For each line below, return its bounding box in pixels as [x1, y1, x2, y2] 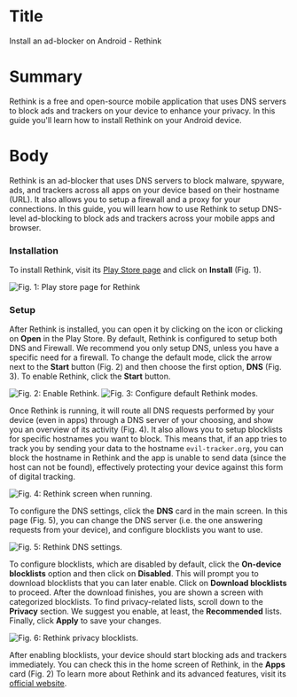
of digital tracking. [9, 472, 75, 482]
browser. [9, 222, 42, 232]
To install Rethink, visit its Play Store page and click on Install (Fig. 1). [9, 264, 262, 276]
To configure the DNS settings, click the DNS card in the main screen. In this [9, 505, 288, 516]
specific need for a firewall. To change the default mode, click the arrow [9, 352, 272, 363]
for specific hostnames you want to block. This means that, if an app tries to [9, 434, 287, 444]
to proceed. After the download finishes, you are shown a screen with [9, 587, 264, 598]
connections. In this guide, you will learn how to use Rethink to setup [9, 203, 260, 214]
